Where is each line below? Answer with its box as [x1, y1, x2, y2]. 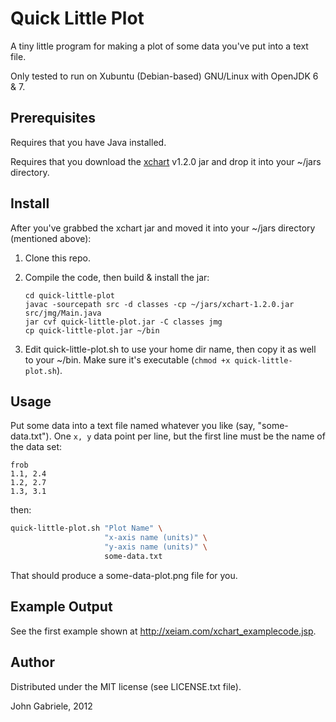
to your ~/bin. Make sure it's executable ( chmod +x [24, 353, 231, 366]
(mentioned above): [10, 232, 92, 244]
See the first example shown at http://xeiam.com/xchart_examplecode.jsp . [10, 625, 317, 637]
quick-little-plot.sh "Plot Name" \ [10, 523, 163, 534]
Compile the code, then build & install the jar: [24, 271, 210, 283]
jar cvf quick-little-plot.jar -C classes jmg [24, 317, 223, 327]
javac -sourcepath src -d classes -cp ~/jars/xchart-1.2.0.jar [24, 299, 295, 309]
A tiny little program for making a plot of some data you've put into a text [10, 40, 309, 52]
